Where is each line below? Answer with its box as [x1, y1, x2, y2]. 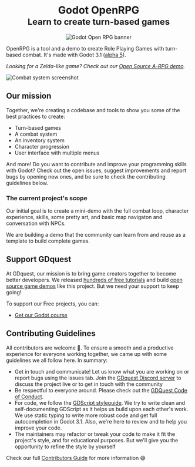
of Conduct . [14, 393, 44, 400]
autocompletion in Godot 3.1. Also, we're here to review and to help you [14, 418, 187, 425]
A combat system [14, 130, 58, 137]
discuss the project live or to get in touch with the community [14, 380, 163, 388]
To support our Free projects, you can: [6, 300, 99, 307]
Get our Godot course [14, 311, 68, 318]
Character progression [14, 143, 69, 150]
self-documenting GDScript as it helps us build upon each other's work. [14, 405, 189, 412]
